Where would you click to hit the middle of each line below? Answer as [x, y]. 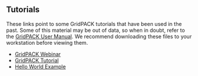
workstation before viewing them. [47, 42]
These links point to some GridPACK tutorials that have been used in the [94, 24]
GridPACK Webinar [38, 54]
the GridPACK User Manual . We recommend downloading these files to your [99, 36]
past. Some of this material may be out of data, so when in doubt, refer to [96, 30]
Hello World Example [40, 67]
